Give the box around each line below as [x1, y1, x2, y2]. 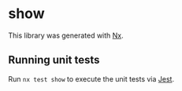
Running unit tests [8, 53, 100, 67]
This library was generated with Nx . [8, 31, 124, 40]
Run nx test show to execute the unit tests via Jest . [8, 74, 175, 83]
